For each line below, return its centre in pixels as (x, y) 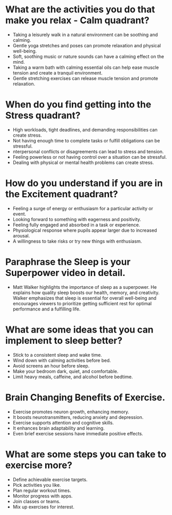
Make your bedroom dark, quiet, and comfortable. (65, 371)
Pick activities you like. (37, 485)
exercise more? (39, 465)
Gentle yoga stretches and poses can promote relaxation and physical (87, 45)
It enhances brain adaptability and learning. (59, 428)
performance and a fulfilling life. (46, 309)
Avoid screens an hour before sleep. (51, 365)
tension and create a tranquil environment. (58, 72)
